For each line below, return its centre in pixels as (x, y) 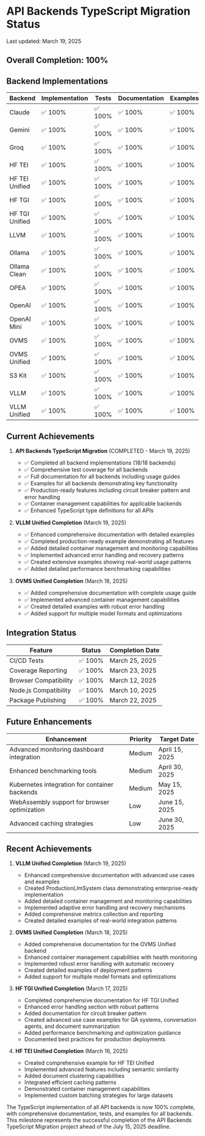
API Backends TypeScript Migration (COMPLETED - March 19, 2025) (103, 450)
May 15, (170, 784)
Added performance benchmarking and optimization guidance (103, 1033)
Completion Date (135, 650)
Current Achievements (50, 436)
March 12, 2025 (133, 680)
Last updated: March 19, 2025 (44, 41)
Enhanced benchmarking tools (53, 770)
